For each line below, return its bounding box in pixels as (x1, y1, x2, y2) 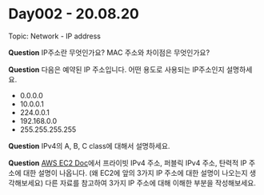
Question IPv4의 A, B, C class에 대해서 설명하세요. (8, 141, 170, 150)
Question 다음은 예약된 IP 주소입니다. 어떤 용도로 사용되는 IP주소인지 (8, 65, 226, 74)
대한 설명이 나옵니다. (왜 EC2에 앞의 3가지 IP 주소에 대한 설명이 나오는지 (22, 168, 248, 177)
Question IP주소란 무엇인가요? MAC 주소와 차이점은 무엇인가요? (8, 47, 210, 57)
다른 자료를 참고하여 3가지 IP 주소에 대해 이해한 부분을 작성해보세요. (45, 177, 256, 188)
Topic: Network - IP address (8, 31, 102, 41)
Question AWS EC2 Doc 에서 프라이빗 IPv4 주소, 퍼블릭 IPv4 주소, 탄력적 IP (8, 157, 247, 168)
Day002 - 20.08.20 (8, 5, 140, 23)
